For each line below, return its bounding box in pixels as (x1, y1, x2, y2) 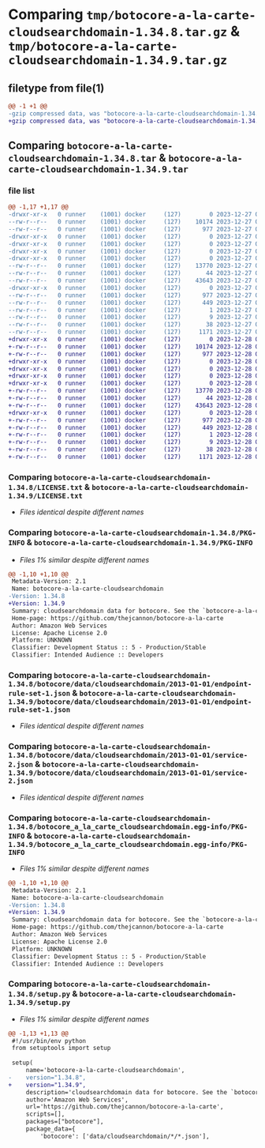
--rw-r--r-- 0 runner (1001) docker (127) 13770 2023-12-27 (8, 262, 252, 270)
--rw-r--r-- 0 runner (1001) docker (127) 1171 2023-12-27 (8, 328, 252, 337)
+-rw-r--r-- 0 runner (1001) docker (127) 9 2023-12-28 (8, 438, 252, 446)
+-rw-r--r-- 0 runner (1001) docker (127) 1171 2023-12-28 (8, 453, 252, 461)
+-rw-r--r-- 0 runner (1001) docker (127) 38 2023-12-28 (8, 446, 252, 454)
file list (8, 185, 35, 196)
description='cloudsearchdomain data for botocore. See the (25, 1088, 227, 1096)
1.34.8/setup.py (8, 990, 71, 999)
